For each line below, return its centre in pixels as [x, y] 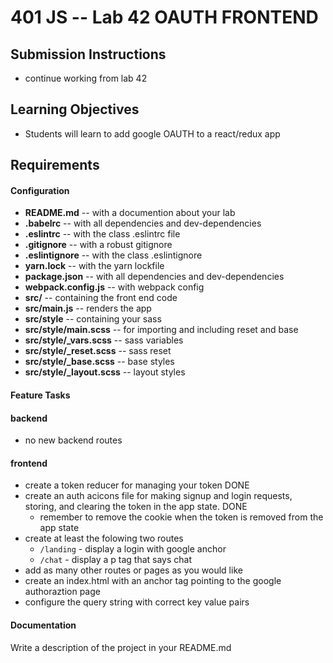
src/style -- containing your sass [93, 319]
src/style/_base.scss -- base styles [99, 362]
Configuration [40, 190]
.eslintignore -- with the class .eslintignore [113, 255]
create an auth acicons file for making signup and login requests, [158, 496]
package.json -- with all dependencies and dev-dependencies [154, 277]
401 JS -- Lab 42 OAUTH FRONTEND [164, 17]
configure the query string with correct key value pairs [137, 602]
